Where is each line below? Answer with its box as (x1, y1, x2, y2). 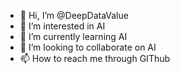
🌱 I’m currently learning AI (19, 31, 128, 42)
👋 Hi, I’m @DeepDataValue (19, 10, 129, 21)
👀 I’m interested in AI (19, 20, 106, 32)
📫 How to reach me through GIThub (19, 53, 171, 64)
